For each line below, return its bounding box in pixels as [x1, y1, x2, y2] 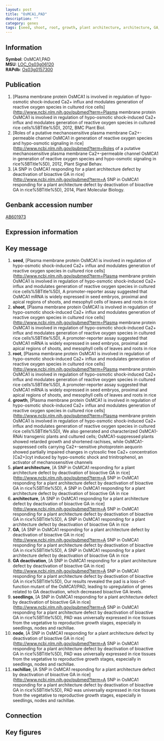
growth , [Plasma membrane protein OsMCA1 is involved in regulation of [12, 397, 156, 403]
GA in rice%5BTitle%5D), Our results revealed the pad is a [12, 578, 129, 584]
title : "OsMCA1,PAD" [5, 12, 48, 17]
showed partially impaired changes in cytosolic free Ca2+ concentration [12, 449, 158, 455]
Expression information [5, 228, 78, 236]
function [12, 583, 30, 589]
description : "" [5, 16, 38, 21]
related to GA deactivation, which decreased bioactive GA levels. [12, 589, 143, 594]
